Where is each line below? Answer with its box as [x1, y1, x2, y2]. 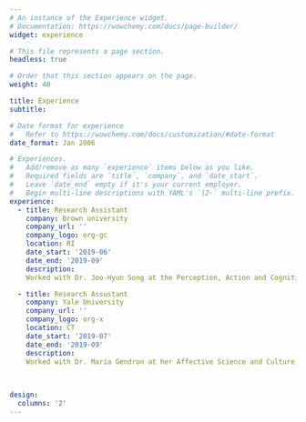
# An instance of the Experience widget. [9, 13, 169, 23]
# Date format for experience [9, 121, 125, 130]
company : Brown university [25, 214, 128, 223]
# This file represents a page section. [9, 46, 166, 55]
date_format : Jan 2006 [9, 138, 96, 147]
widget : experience [9, 30, 84, 39]
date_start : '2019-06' [25, 247, 112, 256]
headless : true [9, 55, 67, 65]
